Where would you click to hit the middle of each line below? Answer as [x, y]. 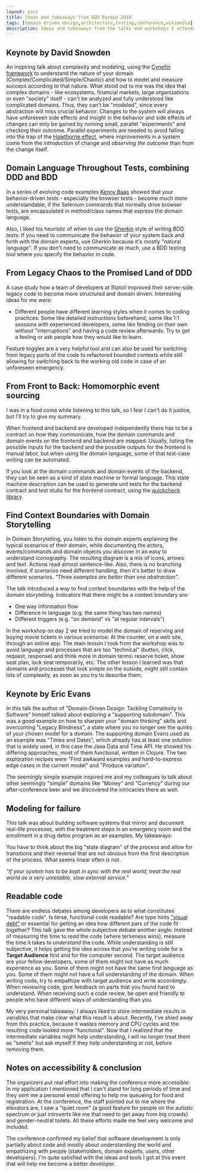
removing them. [25, 1049]
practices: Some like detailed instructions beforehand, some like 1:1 [97, 318]
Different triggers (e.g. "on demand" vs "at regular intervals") [90, 619]
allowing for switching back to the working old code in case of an [86, 361]
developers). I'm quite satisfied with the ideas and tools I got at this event [96, 1157]
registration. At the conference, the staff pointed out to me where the [91, 1101]
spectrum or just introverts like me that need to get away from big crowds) [97, 1114]
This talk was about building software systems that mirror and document [95, 823]
